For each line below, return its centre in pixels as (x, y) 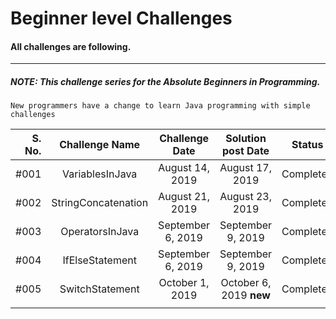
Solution (246, 139)
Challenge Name (100, 145)
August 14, (184, 168)
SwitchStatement (99, 289)
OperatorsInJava (100, 232)
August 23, (245, 197)
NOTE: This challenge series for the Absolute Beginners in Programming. (165, 81)
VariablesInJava (100, 174)
